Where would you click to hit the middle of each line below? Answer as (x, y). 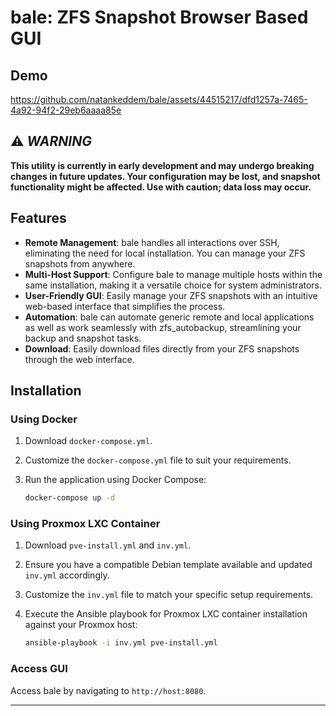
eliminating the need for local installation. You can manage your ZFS (165, 253)
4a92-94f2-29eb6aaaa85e (66, 110)
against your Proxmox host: (81, 625)
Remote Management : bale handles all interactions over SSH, (152, 242)
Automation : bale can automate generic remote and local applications (169, 317)
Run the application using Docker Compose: (115, 480)
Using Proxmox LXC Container (85, 524)
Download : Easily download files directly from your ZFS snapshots (162, 348)
